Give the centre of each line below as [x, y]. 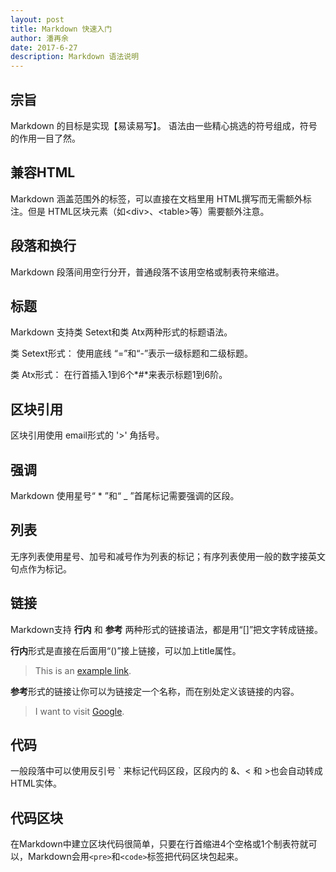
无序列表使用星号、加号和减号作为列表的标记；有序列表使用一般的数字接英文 [168, 556]
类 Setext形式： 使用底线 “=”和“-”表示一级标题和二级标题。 [132, 353]
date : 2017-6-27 [44, 47]
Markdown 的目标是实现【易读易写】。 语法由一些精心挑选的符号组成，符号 [164, 125]
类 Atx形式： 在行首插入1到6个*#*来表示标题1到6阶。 [119, 375]
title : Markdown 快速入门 [61, 29]
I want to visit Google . [79, 711]
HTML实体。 [36, 783]
